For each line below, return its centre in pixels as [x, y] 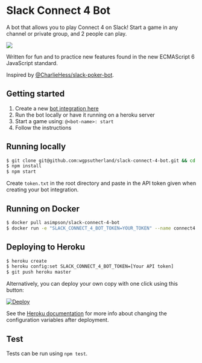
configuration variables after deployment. [58, 320]
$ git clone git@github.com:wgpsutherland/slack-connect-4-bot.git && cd [101, 161]
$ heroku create [27, 261]
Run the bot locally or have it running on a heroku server [85, 115]
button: [15, 290]
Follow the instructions [43, 127]
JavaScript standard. [32, 63]
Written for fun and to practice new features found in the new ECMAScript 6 [100, 56]
